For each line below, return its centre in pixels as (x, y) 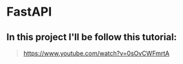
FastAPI (29, 12)
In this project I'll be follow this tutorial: (91, 37)
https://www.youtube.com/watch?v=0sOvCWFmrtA (96, 53)
